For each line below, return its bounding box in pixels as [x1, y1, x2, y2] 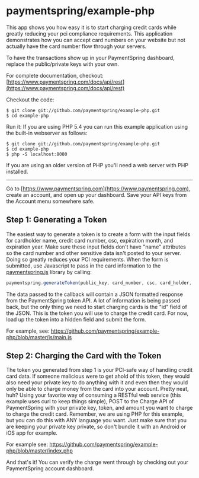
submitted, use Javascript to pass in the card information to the [6, 262, 161, 269]
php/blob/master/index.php [6, 447, 73, 454]
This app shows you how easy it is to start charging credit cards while [6, 24, 176, 31]
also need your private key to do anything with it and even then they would [6, 379, 188, 386]
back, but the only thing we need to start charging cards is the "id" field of [6, 303, 188, 310]
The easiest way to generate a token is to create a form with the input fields [6, 230, 191, 238]
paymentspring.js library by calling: [6, 268, 92, 275]
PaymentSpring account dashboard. [6, 465, 94, 472]
